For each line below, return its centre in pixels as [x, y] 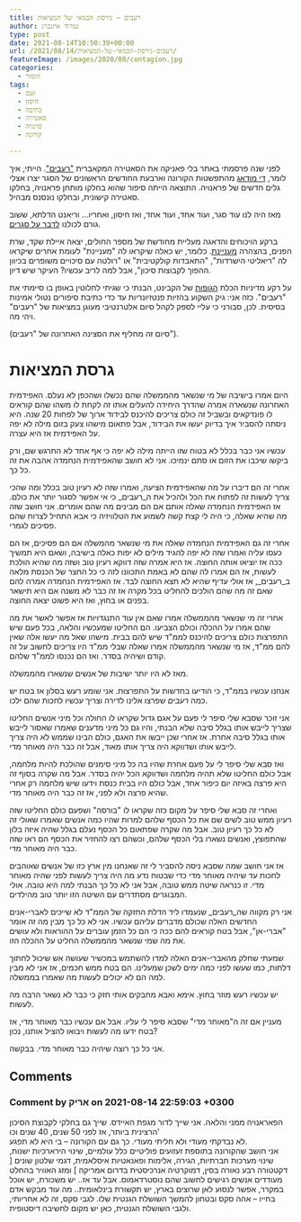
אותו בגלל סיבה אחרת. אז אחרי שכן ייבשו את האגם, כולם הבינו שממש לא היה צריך [147, 737]
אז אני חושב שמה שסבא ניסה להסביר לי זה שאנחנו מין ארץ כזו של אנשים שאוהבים [147, 866]
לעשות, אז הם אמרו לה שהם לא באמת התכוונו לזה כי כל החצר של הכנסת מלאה [143, 571]
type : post [30, 34]
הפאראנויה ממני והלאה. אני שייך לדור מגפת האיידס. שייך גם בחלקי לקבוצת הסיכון [146, 1122]
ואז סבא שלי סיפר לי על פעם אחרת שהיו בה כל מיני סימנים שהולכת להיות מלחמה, [147, 764]
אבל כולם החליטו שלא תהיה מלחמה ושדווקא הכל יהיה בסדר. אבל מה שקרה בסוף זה [150, 773]
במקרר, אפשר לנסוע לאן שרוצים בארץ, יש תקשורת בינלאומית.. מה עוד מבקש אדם [147, 1189]
